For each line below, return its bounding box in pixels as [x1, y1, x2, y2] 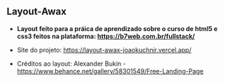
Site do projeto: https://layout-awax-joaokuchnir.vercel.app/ [16, 45, 192, 54]
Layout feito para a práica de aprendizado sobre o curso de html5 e [16, 24, 218, 33]
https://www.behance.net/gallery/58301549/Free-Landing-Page [16, 66, 204, 75]
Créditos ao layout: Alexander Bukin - [16, 59, 127, 68]
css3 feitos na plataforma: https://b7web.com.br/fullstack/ [16, 32, 195, 40]
